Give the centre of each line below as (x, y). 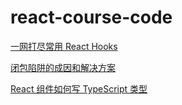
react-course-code (91, 17)
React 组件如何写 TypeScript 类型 (79, 88)
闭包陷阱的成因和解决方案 (63, 67)
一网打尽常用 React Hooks (64, 46)
